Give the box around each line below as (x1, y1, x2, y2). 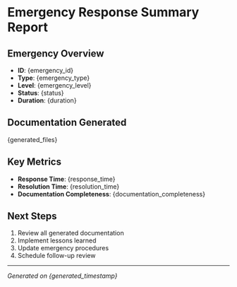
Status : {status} (17, 89, 65, 97)
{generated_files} (7, 135, 58, 143)
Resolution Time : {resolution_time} (17, 182, 120, 191)
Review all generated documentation (17, 229, 125, 238)
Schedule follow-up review (17, 252, 96, 260)
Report (7, 19, 48, 35)
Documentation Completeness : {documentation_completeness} (17, 189, 206, 198)
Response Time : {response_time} (17, 175, 116, 183)
